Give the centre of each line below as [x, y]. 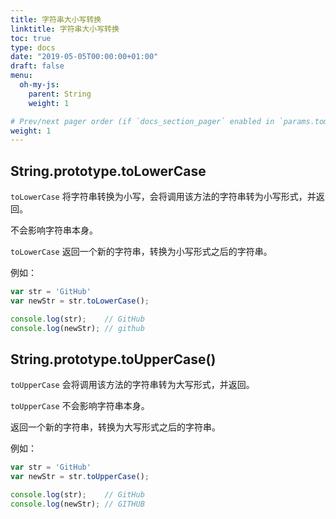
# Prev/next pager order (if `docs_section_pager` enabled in [142, 121]
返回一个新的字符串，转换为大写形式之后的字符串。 [115, 427]
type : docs [33, 47]
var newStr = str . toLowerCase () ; [80, 301]
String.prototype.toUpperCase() [113, 359]
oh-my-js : [39, 85]
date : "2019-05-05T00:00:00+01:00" [84, 57]
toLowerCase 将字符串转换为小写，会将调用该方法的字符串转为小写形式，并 [163, 197]
